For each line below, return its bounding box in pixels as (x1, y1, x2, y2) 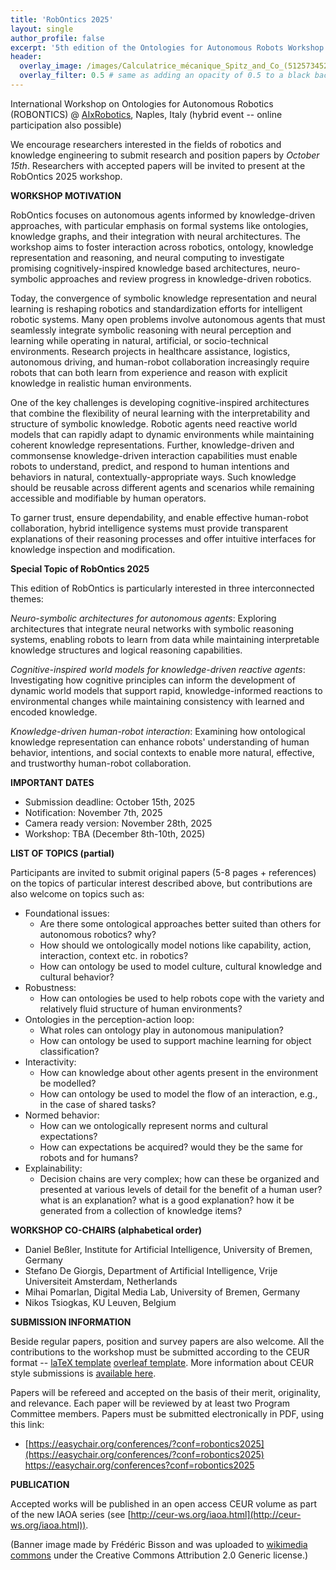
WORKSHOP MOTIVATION (10, 189, 122, 201)
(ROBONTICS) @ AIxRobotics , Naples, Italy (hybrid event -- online (10, 108, 283, 120)
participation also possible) (10, 119, 122, 131)
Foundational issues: (24, 907, 110, 919)
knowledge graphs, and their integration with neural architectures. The (10, 230, 301, 242)
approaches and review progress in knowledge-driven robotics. (49, 272, 312, 285)
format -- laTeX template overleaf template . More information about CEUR (10, 1356, 315, 1368)
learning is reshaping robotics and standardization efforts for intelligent (10, 302, 303, 315)
